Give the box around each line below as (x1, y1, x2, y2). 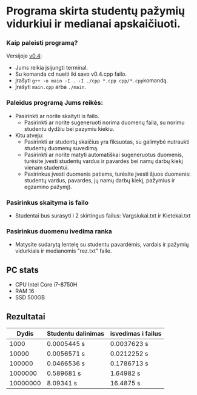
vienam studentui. (24, 164, 69, 171)
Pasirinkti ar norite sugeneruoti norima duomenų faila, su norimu (24, 119, 185, 126)
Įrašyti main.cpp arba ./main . (15, 84, 87, 91)
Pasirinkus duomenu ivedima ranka (6, 227, 112, 235)
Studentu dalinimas (47, 330, 105, 337)
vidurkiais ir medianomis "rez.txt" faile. (15, 247, 112, 254)
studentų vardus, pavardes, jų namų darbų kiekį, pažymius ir (24, 176, 176, 184)
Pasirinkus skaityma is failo (6, 198, 89, 207)
